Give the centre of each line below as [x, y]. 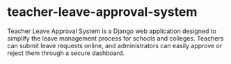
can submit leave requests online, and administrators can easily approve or [115, 45]
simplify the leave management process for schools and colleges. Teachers [115, 38]
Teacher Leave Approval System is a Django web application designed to [112, 31]
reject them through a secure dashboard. [66, 53]
